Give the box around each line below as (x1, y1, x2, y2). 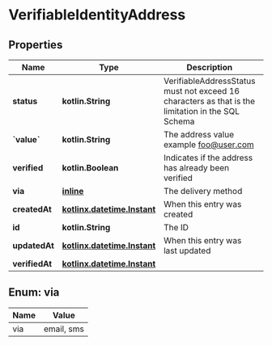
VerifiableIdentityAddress (8, 6, 186, 24)
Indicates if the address (163, 152, 253, 163)
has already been (163, 162, 229, 173)
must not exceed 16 (163, 86, 240, 96)
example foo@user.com (163, 139, 255, 150)
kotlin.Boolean (62, 162, 119, 173)
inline (62, 186, 84, 196)
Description (186, 62, 233, 73)
